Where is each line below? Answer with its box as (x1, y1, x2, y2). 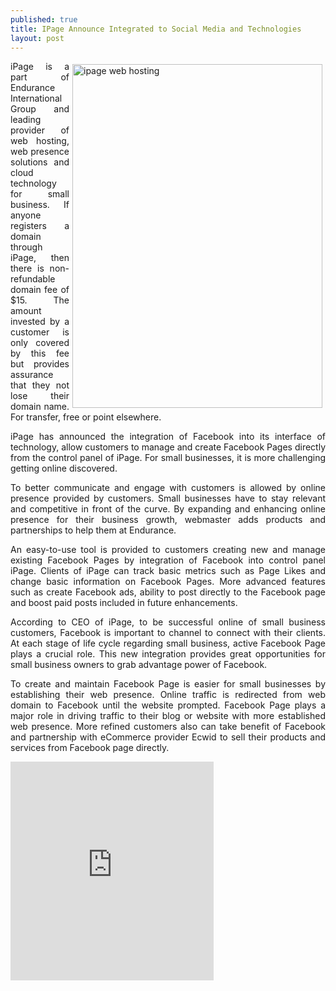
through (10, 241, 43, 253)
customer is (10, 326, 70, 338)
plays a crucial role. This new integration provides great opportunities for (10, 648, 326, 660)
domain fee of (10, 284, 70, 296)
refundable (10, 273, 56, 285)
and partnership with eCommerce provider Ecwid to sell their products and (10, 731, 326, 743)
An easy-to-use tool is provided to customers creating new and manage (10, 544, 326, 556)
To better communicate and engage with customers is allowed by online (10, 482, 326, 494)
